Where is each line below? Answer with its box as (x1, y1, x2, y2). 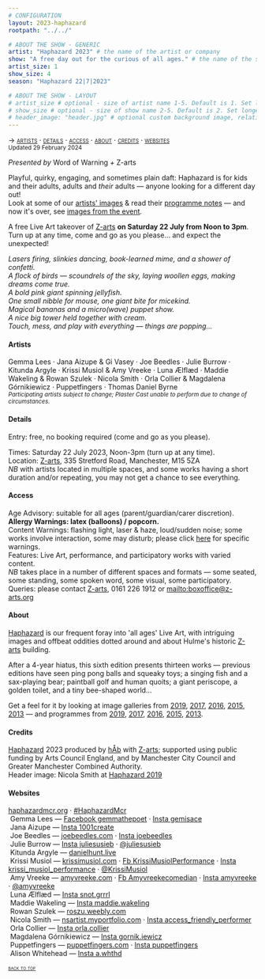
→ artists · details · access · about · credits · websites (8, 135, 170, 145)
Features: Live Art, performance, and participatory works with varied (8, 550, 231, 560)
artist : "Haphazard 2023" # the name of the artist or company (8, 48, 221, 56)
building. (22, 644, 51, 654)
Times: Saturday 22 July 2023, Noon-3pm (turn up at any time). (8, 447, 215, 457)
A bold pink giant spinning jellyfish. (8, 288, 122, 298)
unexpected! (8, 239, 49, 249)
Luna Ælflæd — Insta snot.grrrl (9, 890, 110, 899)
